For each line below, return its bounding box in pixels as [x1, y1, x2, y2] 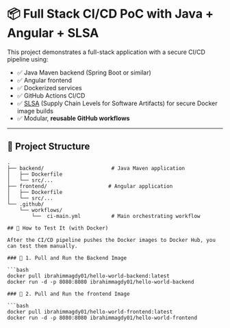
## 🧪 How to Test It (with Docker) [7, 224, 109, 232]
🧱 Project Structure [7, 141, 90, 152]
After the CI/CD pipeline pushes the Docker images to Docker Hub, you [7, 236, 216, 243]
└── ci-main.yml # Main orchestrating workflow [31, 213, 201, 219]
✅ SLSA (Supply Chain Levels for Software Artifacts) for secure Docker [16, 99, 218, 107]
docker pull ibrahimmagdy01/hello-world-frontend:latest [7, 308, 173, 315]
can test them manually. [7, 243, 78, 249]
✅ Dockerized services [16, 83, 82, 92]
